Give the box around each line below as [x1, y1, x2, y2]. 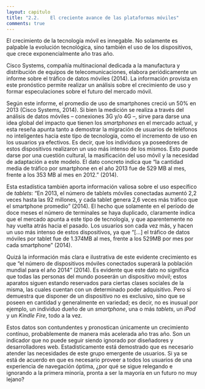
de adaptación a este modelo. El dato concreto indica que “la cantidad [6, 158, 184, 166]
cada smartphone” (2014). [6, 242, 72, 249]
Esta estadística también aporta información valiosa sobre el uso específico [6, 183, 197, 190]
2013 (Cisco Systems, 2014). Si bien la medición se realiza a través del [6, 106, 184, 114]
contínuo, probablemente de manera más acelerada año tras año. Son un [6, 330, 191, 338]
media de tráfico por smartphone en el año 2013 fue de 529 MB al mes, [6, 165, 187, 172]
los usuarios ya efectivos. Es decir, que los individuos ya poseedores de [6, 139, 188, 146]
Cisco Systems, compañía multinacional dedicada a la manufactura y [6, 62, 181, 69]
